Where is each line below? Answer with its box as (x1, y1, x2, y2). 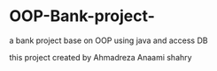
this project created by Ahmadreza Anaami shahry (9, 52, 192, 62)
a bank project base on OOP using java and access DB (9, 35, 208, 46)
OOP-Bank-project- (9, 6, 155, 26)
